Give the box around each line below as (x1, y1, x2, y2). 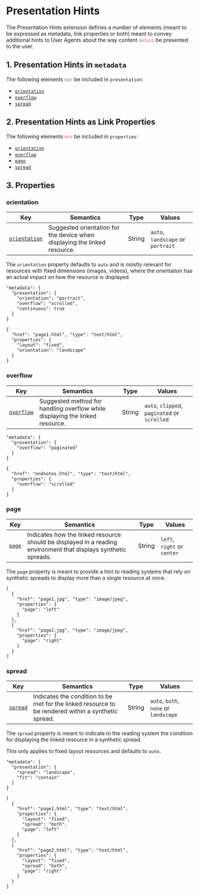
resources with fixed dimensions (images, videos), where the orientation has (6, 267, 193, 274)
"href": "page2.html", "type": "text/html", (17, 848, 129, 853)
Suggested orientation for (48, 224, 120, 232)
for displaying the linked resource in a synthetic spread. (6, 736, 142, 743)
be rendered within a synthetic (33, 707, 118, 716)
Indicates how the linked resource (27, 530, 121, 538)
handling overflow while (39, 404, 106, 412)
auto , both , (150, 697, 179, 705)
